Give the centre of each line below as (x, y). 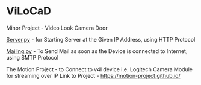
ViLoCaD (29, 11)
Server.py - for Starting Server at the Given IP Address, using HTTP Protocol (101, 39)
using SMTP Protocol (32, 57)
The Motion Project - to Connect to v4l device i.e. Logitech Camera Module (99, 69)
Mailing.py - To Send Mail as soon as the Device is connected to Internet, (97, 51)
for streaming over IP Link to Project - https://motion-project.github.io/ (93, 75)
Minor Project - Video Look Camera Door (57, 28)
